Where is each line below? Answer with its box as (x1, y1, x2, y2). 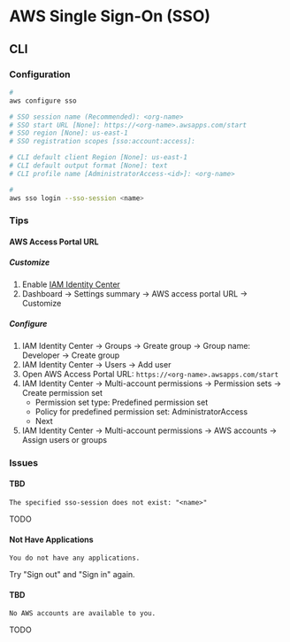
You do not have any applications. (9, 553, 141, 563)
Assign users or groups (21, 434, 108, 445)
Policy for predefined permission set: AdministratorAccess (34, 406, 248, 417)
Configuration (9, 68, 71, 81)
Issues (9, 456, 39, 468)
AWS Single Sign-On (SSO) (9, 6, 210, 27)
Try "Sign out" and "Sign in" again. (9, 569, 135, 580)
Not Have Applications (9, 534, 95, 545)
